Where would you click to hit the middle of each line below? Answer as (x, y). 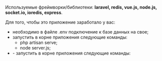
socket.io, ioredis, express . (34, 12)
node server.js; (35, 48)
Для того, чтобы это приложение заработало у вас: (60, 22)
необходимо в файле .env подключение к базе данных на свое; (80, 32)
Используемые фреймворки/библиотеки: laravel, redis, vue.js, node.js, (81, 7)
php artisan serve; (38, 42)
